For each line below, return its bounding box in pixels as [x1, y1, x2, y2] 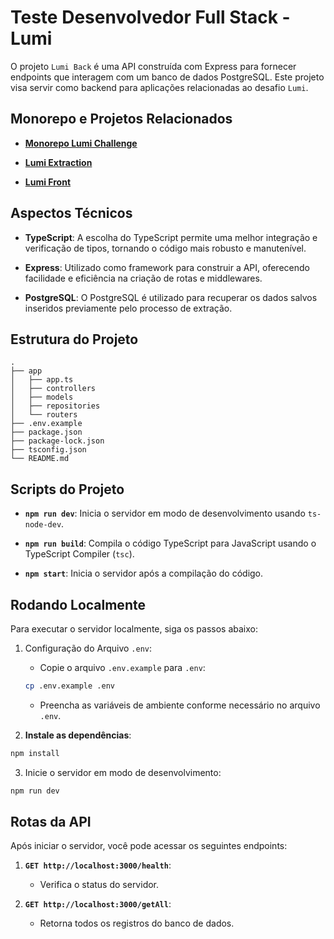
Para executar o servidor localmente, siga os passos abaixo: [10, 623, 258, 635]
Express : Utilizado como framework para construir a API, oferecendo [24, 261, 310, 273]
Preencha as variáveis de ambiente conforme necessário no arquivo [39, 699, 321, 711]
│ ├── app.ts [10, 375, 74, 385]
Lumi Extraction [24, 156, 93, 168]
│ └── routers [10, 410, 78, 420]
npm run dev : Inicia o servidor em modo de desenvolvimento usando [24, 507, 306, 520]
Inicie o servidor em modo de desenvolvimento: [24, 766, 222, 778]
